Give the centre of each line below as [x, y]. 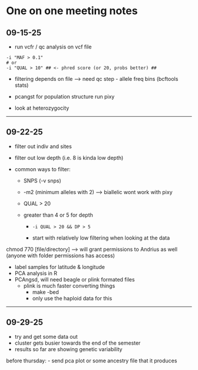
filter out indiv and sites [43, 146]
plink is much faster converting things [69, 286]
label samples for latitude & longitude [60, 267]
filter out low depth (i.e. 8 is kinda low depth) [69, 158]
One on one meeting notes [72, 11]
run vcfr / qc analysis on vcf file [53, 47]
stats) [22, 85]
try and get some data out [46, 336]
